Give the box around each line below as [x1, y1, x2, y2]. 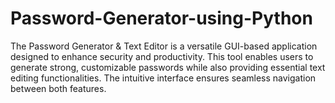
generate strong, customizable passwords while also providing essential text [10, 61, 326, 73]
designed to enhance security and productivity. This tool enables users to [10, 50, 314, 62]
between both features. [10, 82, 107, 94]
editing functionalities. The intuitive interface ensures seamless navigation [10, 72, 317, 84]
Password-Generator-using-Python [10, 7, 313, 30]
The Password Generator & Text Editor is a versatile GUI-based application [10, 40, 318, 52]
